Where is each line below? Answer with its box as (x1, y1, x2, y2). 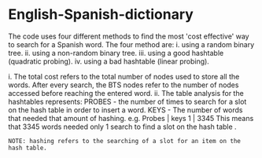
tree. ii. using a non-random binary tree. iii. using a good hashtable (8, 48, 224, 57)
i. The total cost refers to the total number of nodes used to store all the (8, 72, 240, 81)
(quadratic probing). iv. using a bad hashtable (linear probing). (8, 57, 210, 66)
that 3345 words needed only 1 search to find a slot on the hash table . (8, 122, 238, 131)
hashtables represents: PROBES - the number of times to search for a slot (8, 97, 247, 106)
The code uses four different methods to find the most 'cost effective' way (8, 31, 249, 41)
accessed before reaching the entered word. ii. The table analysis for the (8, 88, 244, 97)
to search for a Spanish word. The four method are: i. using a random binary (8, 39, 255, 49)
